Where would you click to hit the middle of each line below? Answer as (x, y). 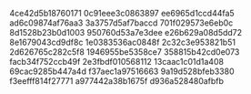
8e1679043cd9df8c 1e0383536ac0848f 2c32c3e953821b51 (123, 42)
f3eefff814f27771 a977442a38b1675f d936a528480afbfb (117, 81)
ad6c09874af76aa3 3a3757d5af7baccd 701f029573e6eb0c (121, 23)
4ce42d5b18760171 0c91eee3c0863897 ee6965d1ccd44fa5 (122, 13)
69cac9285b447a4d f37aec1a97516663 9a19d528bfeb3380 (122, 71)
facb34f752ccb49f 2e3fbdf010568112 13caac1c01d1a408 (117, 62)
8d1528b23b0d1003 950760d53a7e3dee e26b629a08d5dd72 (126, 32)
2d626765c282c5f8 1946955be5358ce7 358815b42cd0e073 (125, 52)
